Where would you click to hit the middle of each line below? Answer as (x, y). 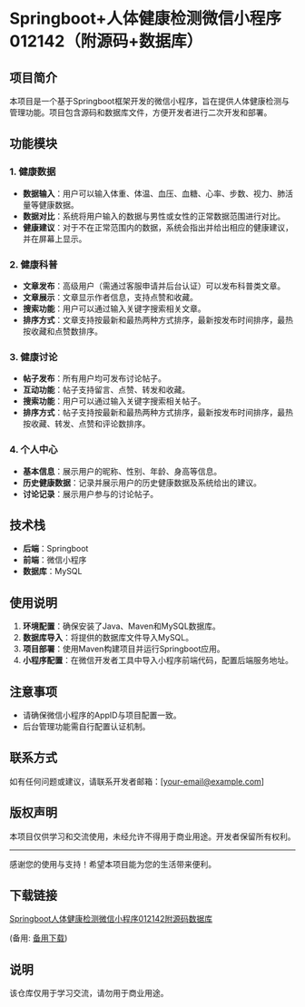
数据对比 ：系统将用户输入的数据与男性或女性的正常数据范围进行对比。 (154, 216)
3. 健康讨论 (34, 357)
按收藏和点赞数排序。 (62, 331)
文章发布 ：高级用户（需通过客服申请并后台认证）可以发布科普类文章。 (154, 286)
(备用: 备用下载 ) (39, 938)
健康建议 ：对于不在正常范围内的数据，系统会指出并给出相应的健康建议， (157, 227)
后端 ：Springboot (55, 549)
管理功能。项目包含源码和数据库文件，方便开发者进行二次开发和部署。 (141, 112)
